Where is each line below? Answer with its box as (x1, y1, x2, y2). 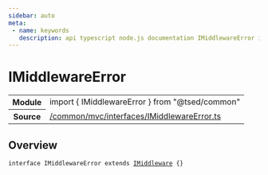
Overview (8, 138, 58, 152)
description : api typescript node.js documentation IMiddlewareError (18, 33, 255, 42)
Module (12, 97, 42, 108)
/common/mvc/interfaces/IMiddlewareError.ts (49, 111, 222, 122)
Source (13, 111, 41, 122)
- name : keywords (11, 26, 69, 34)
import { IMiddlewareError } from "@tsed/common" (49, 96, 241, 107)
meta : (8, 19, 26, 27)
